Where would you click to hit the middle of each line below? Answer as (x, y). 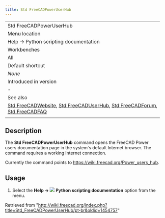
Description (23, 131)
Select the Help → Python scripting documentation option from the (84, 191)
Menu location (24, 33)
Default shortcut (26, 65)
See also (18, 97)
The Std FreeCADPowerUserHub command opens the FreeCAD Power (77, 142)
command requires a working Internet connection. (56, 153)
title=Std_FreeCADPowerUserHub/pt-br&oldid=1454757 (61, 210)
